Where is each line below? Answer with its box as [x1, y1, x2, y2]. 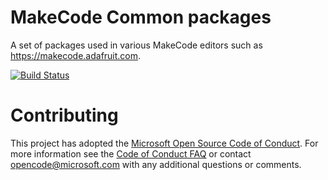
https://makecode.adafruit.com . [10, 49, 142, 61]
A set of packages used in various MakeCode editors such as [10, 39, 263, 51]
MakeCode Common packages [10, 6, 272, 29]
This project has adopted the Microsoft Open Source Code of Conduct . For [10, 137, 319, 149]
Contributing [10, 104, 119, 127]
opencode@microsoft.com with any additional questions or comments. [10, 158, 302, 170]
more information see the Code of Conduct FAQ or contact [10, 147, 252, 160]
